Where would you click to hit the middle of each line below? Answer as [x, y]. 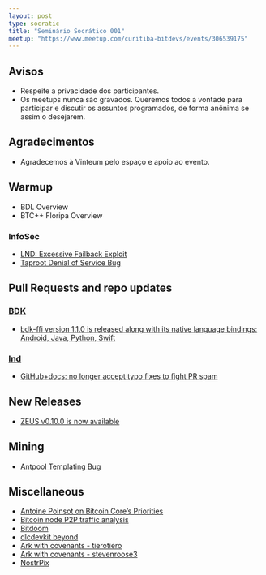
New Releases [45, 402]
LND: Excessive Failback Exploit [73, 254]
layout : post [30, 16]
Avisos [26, 71]
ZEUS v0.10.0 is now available [70, 421]
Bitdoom [34, 529]
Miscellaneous [46, 491]
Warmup [30, 187]
